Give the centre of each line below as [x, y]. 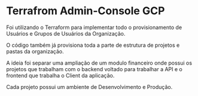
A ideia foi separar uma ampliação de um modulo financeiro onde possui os [99, 63]
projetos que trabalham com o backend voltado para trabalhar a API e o [94, 69]
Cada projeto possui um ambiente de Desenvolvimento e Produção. [89, 87]
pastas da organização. [35, 51]
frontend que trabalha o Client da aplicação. [60, 75]
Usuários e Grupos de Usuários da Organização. [66, 33]
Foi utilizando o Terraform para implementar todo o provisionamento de [94, 27]
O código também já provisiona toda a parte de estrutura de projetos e [93, 45]
